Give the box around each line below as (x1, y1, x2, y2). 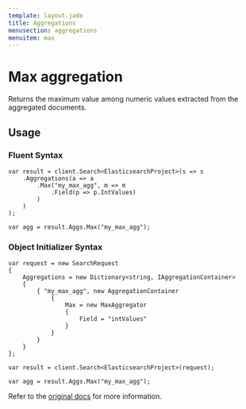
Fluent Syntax (8, 149, 63, 160)
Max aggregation (8, 68, 123, 86)
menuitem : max (8, 33, 56, 42)
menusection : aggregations (8, 26, 98, 34)
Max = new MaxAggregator (64, 301, 148, 310)
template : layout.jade (8, 11, 83, 20)
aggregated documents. (8, 102, 87, 112)
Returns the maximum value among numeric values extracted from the (8, 95, 239, 104)
